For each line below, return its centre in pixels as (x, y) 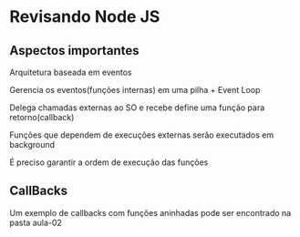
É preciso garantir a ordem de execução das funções (109, 162)
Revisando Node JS (85, 17)
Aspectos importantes (74, 51)
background (32, 144)
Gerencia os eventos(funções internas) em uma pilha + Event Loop (135, 90)
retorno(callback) (42, 117)
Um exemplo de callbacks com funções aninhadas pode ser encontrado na (150, 212)
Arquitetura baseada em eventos (71, 72)
